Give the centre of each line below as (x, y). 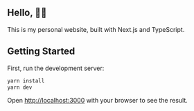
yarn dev (20, 87)
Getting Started (41, 52)
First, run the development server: (56, 68)
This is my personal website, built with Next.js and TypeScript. (96, 29)
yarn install (26, 80)
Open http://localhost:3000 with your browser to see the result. (98, 101)
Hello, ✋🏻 (27, 13)
